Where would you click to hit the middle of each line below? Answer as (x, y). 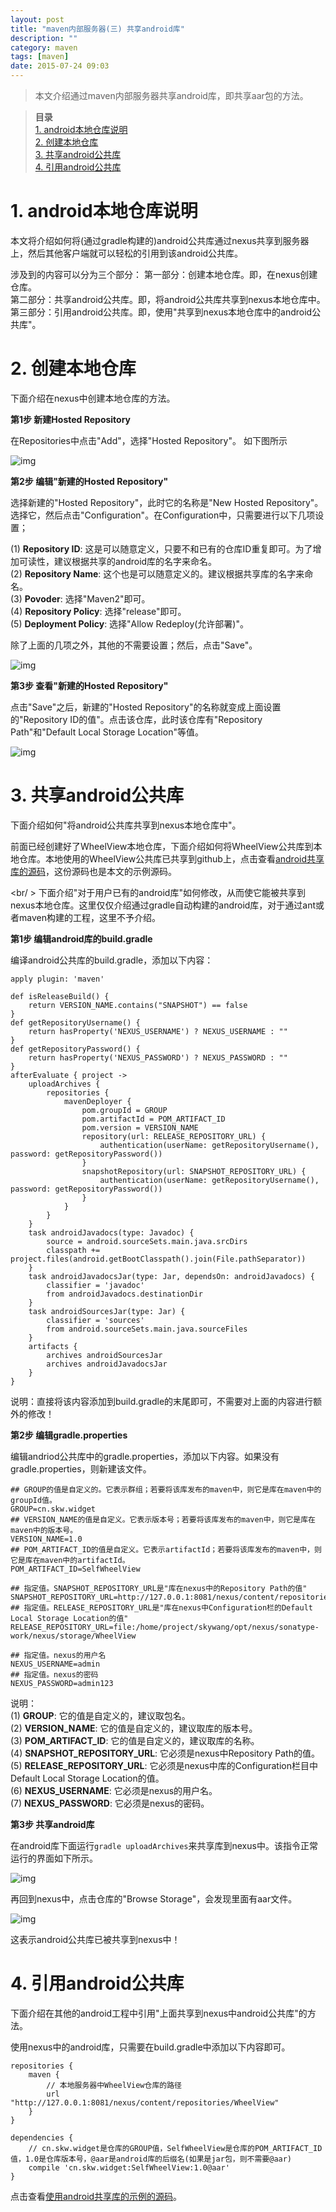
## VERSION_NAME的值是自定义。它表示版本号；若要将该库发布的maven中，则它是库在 (163, 1519)
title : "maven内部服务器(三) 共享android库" (97, 29)
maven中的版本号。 (44, 1530)
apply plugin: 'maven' (57, 979)
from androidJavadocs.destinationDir (124, 1294)
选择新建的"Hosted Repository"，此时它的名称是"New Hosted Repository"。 (167, 502)
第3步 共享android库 (52, 1824)
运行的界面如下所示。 (54, 1858)
